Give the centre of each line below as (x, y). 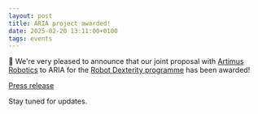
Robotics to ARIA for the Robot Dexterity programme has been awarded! (129, 70)
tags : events (31, 38)
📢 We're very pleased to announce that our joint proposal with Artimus (126, 61)
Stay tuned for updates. (48, 101)
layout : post (31, 16)
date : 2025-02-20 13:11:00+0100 (63, 31)
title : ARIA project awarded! (60, 23)
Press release (31, 86)
